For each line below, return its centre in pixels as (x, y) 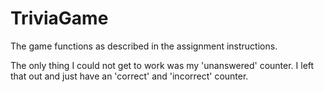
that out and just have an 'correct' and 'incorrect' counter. (129, 76)
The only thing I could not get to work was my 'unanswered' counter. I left (162, 65)
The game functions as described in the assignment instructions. (144, 46)
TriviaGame (59, 18)
